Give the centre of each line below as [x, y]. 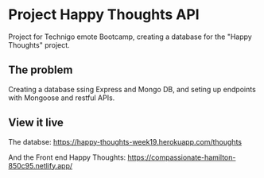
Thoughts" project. [39, 44]
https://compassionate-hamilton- [182, 157]
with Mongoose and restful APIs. [62, 98]
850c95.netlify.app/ [41, 165]
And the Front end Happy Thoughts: [67, 157]
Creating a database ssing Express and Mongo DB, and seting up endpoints [132, 89]
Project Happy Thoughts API [104, 15]
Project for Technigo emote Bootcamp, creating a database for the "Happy [130, 37]
